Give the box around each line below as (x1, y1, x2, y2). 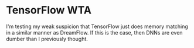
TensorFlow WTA (6, 4, 92, 17)
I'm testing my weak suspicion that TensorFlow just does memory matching (6, 23, 189, 30)
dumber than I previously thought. (6, 35, 88, 42)
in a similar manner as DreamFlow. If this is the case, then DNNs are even (6, 29, 183, 36)
